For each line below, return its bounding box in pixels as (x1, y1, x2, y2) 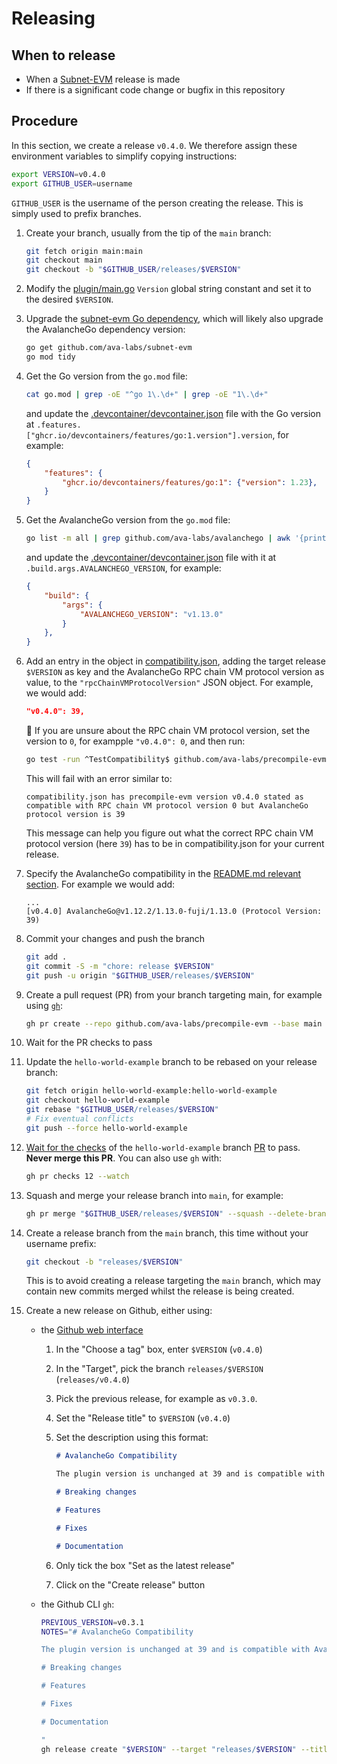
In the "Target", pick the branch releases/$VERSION (55, 1363, 264, 1375)
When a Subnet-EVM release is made (25, 73, 181, 85)
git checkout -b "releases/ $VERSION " (25, 1257, 184, 1267)
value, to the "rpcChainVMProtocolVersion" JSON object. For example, (25, 677, 314, 689)
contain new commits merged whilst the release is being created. (25, 1285, 295, 1297)
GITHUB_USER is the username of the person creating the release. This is (11, 197, 304, 209)
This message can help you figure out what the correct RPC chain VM (25, 827, 314, 839)
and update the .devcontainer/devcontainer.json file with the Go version (25, 407, 321, 419)
